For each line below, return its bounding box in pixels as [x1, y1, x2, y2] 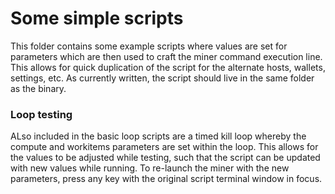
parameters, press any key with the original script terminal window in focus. [10, 173, 323, 185]
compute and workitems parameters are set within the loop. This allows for [10, 141, 319, 153]
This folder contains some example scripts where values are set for [10, 40, 288, 52]
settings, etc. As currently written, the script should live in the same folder [10, 72, 315, 84]
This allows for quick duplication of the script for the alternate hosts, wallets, [10, 61, 326, 73]
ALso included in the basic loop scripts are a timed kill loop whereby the [10, 130, 307, 142]
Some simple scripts [10, 7, 184, 30]
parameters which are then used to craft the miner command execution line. [10, 50, 323, 62]
